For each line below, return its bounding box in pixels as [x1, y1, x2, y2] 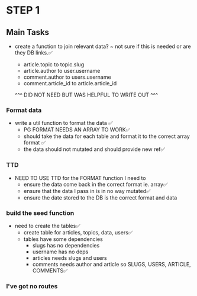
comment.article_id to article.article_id [23, 80, 117, 86]
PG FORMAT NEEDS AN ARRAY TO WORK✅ [23, 126, 131, 133]
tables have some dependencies [23, 235, 104, 243]
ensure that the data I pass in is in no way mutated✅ [23, 187, 151, 194]
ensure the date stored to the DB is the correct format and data [23, 194, 177, 201]
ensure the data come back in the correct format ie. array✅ [23, 181, 168, 188]
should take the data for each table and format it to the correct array [23, 133, 190, 140]
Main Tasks [6, 27, 49, 37]
